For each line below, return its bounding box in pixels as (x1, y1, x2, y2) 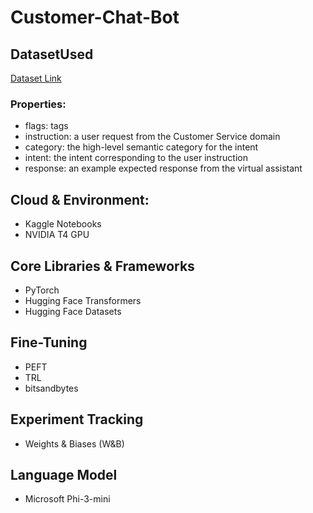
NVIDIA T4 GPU (24, 229, 90, 241)
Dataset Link (10, 72, 62, 84)
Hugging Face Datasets (24, 305, 122, 317)
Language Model (10, 466, 118, 483)
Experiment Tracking (10, 411, 144, 428)
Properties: (10, 97, 67, 111)
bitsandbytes (24, 382, 79, 394)
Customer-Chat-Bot (10, 6, 180, 29)
